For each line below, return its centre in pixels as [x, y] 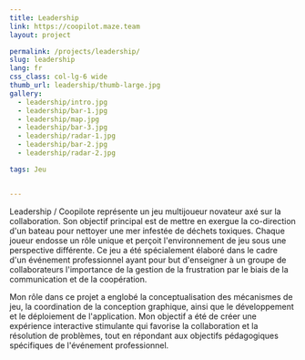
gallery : [26, 93]
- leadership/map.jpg [59, 119]
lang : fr [26, 68]
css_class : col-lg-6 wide [58, 77]
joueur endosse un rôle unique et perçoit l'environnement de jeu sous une [148, 240]
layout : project [40, 35]
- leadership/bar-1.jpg [62, 110]
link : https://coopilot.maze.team [75, 26]
